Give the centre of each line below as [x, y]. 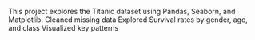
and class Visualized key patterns [64, 28]
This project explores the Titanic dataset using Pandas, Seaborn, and [122, 11]
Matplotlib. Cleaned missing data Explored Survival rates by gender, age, [128, 20]
